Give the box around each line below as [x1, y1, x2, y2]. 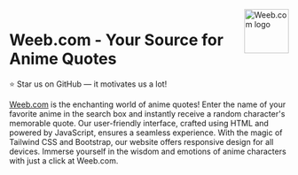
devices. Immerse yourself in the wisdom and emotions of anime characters [9, 146, 286, 156]
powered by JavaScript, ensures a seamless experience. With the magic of [9, 127, 283, 138]
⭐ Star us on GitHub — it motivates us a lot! [9, 79, 168, 89]
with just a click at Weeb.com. [9, 155, 119, 166]
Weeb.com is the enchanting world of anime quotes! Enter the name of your [9, 99, 286, 110]
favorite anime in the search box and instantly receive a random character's [9, 108, 286, 118]
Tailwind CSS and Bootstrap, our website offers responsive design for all [9, 136, 274, 147]
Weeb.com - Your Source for [9, 30, 224, 50]
